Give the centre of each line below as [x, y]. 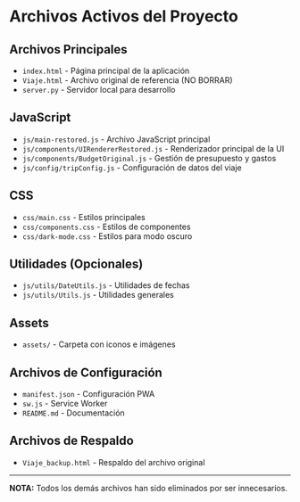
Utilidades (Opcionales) [76, 264]
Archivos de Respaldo [71, 441]
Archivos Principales [68, 49]
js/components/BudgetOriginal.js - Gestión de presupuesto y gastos [149, 158]
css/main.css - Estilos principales [83, 217]
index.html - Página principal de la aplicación [106, 70]
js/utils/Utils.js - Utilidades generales [98, 295]
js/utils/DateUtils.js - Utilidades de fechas [106, 285]
